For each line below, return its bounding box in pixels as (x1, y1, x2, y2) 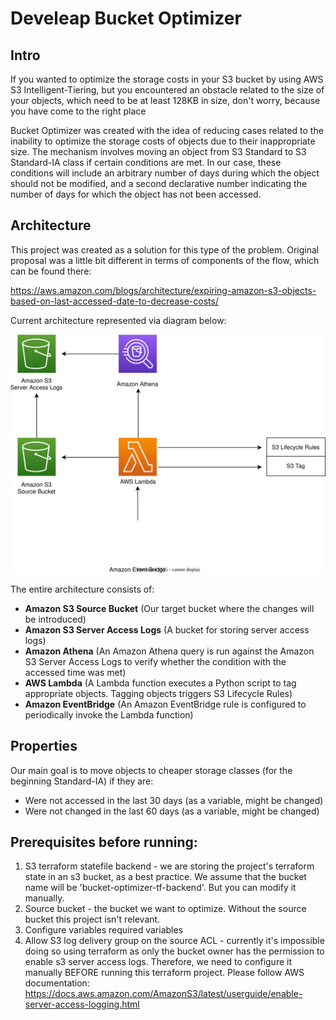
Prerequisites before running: (10, 833, 198, 851)
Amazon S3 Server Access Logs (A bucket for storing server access (24, 623, 310, 636)
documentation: (24, 977, 90, 989)
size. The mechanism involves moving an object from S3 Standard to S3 (10, 146, 307, 157)
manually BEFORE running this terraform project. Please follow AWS (24, 967, 305, 979)
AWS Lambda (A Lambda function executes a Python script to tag (24, 677, 297, 689)
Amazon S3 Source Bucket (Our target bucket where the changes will (24, 602, 315, 614)
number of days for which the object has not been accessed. (10, 188, 262, 200)
